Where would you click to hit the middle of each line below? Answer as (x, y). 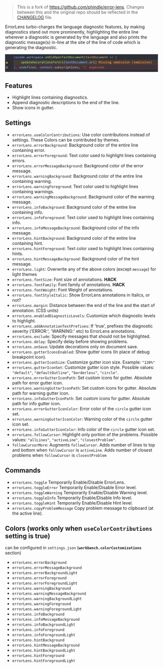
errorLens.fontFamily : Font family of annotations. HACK (68, 285)
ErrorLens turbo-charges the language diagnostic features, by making (75, 27)
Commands (23, 471)
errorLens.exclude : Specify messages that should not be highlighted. (81, 336)
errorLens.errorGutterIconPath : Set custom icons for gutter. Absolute (82, 378)
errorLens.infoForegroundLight (44, 635)
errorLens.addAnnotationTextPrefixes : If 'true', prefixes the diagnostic (82, 326)
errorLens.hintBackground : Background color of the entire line (74, 238)
